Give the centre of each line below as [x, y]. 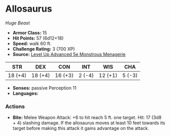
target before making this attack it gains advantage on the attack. [81, 128]
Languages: [25, 93]
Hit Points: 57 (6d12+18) [38, 38]
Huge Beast [18, 23]
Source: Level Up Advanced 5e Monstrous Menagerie [69, 54]
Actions [15, 106]
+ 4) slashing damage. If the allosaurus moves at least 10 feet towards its [89, 123]
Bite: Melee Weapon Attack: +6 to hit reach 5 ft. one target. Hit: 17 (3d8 [87, 118]
